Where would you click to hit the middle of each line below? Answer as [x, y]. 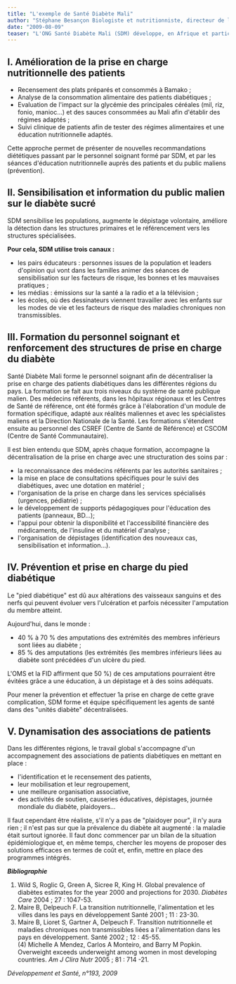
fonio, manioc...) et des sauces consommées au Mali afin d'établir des [119, 112]
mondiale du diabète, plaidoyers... [66, 807]
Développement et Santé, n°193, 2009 [63, 973]
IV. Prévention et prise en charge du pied [98, 568]
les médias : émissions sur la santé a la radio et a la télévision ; [108, 292]
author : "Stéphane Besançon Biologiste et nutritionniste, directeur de [116, 20]
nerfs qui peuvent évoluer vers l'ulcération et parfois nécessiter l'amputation [118, 602]
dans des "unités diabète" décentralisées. [68, 709]
